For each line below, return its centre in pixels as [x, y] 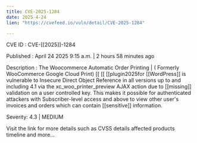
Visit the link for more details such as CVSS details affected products [90, 129]
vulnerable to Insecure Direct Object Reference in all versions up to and [94, 80]
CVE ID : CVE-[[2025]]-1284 [41, 45]
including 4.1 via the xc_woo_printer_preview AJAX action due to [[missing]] [99, 87]
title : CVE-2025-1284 [33, 12]
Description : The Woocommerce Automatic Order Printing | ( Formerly [93, 68]
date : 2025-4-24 [26, 17]
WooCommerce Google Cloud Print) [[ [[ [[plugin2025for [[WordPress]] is [96, 74]
